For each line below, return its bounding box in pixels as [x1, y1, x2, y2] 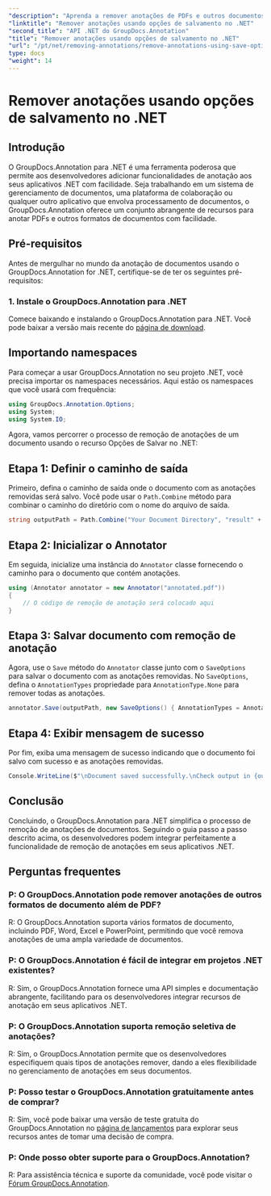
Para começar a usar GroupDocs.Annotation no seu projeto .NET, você [8, 367, 244, 377]
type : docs [8, 49, 45, 57]
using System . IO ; [8, 415, 67, 424]
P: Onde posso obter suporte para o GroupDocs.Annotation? [8, 1152, 250, 1163]
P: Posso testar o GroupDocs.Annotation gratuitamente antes [8, 1086, 254, 1098]
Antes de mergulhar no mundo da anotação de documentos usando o [8, 258, 240, 268]
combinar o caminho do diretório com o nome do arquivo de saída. [8, 500, 230, 510]
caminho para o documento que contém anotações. [8, 568, 181, 578]
